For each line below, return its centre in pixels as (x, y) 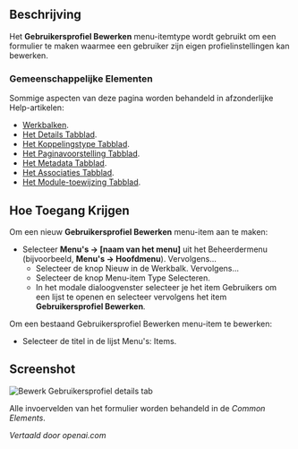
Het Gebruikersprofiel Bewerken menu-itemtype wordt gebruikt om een (143, 36)
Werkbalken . (46, 125)
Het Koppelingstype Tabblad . (76, 144)
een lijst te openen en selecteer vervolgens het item (131, 297)
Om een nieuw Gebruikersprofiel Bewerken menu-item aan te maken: (139, 231)
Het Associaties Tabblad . (68, 173)
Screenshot (43, 370)
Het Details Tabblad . (60, 134)
